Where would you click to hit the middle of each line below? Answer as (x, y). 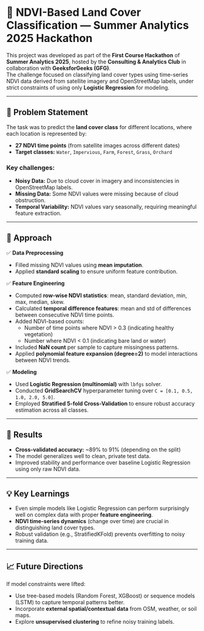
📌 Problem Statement (47, 112)
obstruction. (30, 200)
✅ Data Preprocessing (35, 253)
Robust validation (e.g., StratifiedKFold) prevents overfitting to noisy (100, 534)
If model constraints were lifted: (46, 584)
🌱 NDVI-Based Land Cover (74, 12)
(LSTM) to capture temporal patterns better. (70, 602)
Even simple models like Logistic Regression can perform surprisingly (102, 509)
